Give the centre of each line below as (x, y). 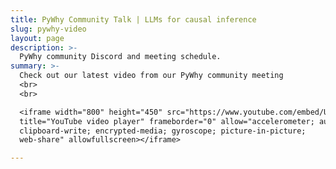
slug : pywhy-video (48, 29)
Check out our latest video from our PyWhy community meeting (151, 76)
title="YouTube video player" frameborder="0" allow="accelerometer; (167, 121)
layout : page (37, 38)
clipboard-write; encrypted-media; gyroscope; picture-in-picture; (163, 131)
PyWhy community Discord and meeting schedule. (120, 57)
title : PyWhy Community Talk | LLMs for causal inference (133, 19)
